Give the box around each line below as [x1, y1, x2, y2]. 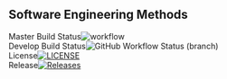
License [8, 49, 38, 61]
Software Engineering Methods [8, 7, 189, 22]
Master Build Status [8, 31, 82, 41]
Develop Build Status [8, 40, 87, 51]
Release [8, 59, 39, 70]
